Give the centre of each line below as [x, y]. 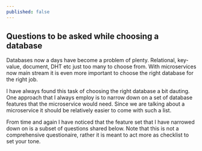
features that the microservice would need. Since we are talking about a [96, 104]
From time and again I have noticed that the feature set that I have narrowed [100, 122]
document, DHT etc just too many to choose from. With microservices [109, 66]
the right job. [22, 80]
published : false [28, 12]
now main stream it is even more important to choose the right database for [100, 73]
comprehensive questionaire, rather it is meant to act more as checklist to [98, 135]
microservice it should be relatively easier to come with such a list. [89, 111]
